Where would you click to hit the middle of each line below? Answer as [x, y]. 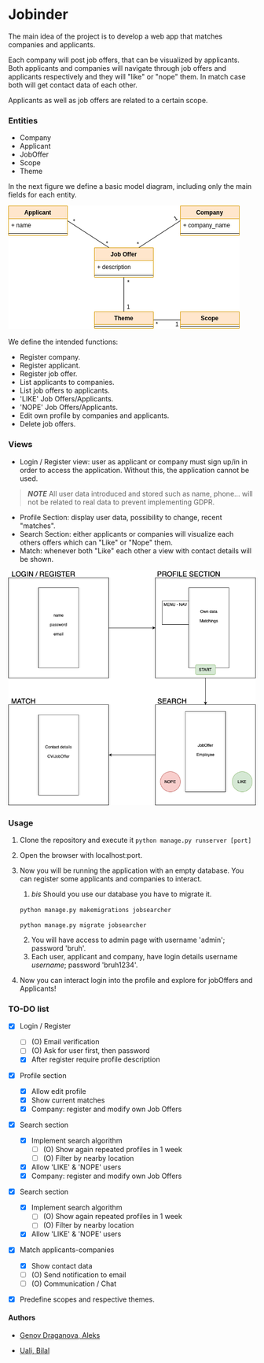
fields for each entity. [42, 195]
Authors [22, 1318]
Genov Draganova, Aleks [60, 1335]
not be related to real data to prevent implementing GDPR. [121, 502]
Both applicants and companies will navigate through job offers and [117, 68]
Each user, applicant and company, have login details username [134, 956]
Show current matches [68, 1100]
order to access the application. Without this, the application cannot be [134, 470]
